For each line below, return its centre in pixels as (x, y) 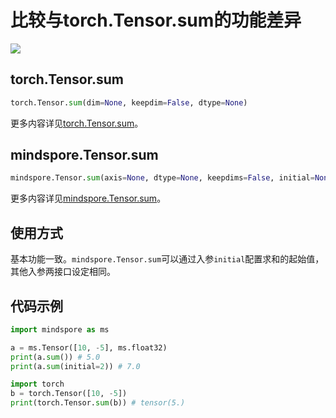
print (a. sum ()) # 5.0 (55, 357)
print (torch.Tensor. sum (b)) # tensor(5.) (98, 403)
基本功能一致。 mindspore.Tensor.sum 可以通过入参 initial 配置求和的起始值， (167, 259)
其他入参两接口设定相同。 (63, 272)
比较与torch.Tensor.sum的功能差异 (156, 20)
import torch (37, 384)
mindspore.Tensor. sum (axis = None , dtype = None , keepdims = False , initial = (162, 178)
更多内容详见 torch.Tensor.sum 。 (77, 123)
